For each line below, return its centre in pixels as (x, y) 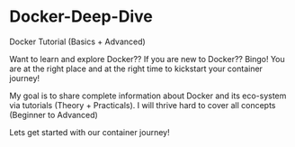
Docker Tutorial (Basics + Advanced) (77, 41)
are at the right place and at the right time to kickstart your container (136, 69)
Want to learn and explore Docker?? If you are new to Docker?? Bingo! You (147, 59)
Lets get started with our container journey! (89, 132)
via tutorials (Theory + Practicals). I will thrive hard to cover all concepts (143, 105)
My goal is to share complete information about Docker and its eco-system (148, 96)
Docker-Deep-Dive (81, 17)
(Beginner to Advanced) (54, 115)
